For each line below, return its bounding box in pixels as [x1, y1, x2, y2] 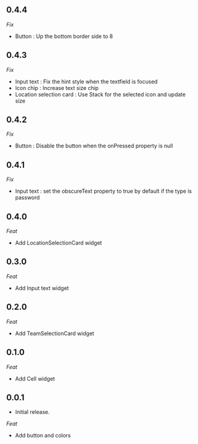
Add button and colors [14, 432, 71, 439]
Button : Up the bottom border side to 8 [14, 33, 113, 40]
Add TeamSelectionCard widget [14, 329, 95, 337]
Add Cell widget [14, 375, 56, 382]
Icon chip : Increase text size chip [14, 84, 99, 91]
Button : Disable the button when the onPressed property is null [14, 142, 173, 150]
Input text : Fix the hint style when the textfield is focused [14, 78, 158, 85]
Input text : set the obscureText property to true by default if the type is [14, 187, 192, 195]
